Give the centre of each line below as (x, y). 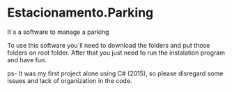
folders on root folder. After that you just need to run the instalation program (116, 53)
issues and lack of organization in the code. (70, 80)
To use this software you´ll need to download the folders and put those (109, 45)
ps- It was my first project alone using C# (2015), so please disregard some (115, 73)
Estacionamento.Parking (80, 13)
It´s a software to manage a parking (58, 32)
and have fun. (27, 59)
